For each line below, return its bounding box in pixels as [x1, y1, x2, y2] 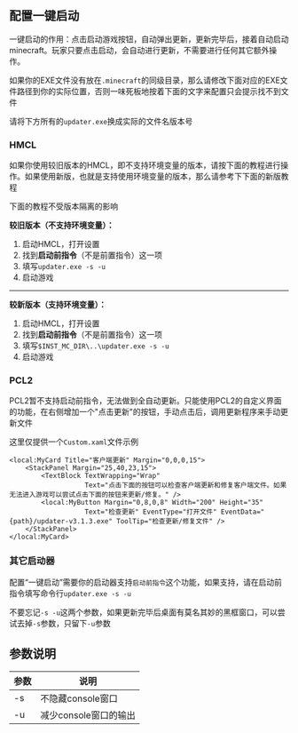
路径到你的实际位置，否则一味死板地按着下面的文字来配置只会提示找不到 [16, 85, 281, 96]
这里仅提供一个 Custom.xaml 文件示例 [9, 436, 139, 447]
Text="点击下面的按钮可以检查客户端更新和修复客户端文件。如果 [84, 481, 287, 490]
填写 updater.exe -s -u [21, 261, 106, 272]
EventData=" [220, 507, 265, 517]
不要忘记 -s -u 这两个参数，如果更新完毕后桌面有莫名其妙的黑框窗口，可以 [9, 607, 278, 617]
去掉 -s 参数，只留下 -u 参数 [16, 617, 111, 628]
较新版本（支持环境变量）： [9, 299, 106, 310]
